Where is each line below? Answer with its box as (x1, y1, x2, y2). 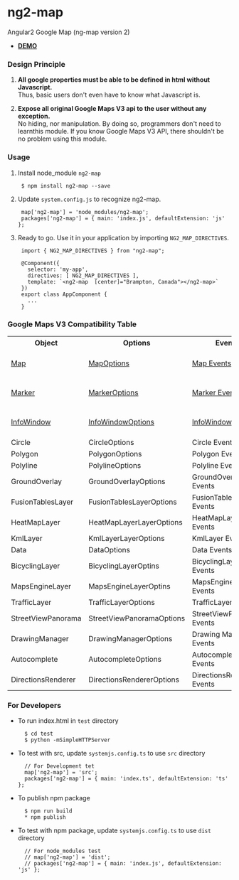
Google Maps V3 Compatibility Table (7, 319, 137, 329)
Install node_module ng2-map (17, 168, 101, 177)
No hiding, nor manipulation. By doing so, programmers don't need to (17, 119, 222, 128)
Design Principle (7, 59, 66, 69)
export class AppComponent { (21, 291, 108, 298)
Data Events (191, 544, 233, 554)
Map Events (191, 358, 232, 368)
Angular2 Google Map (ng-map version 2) (7, 28, 130, 36)
